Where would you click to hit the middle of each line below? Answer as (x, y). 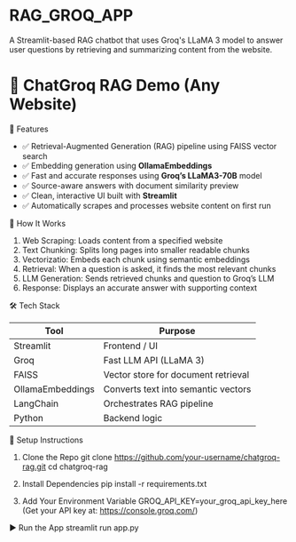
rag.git (34, 466)
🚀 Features (29, 129)
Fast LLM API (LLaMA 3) (154, 360)
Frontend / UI (130, 346)
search (35, 155)
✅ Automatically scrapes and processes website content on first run (147, 205)
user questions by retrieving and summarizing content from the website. (141, 49)
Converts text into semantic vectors (177, 389)
